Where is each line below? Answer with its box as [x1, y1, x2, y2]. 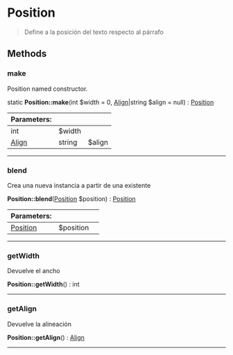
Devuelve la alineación [7, 320, 71, 328]
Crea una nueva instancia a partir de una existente [7, 181, 151, 189]
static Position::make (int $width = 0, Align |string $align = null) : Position [7, 98, 214, 106]
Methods [7, 48, 47, 60]
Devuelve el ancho [7, 267, 60, 275]
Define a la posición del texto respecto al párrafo [24, 28, 164, 36]
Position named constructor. [7, 85, 88, 93]
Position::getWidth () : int [7, 280, 80, 288]
